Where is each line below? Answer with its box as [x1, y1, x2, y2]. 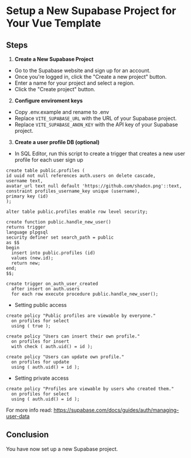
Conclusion [6, 430, 49, 440]
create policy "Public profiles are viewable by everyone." [6, 313, 156, 319]
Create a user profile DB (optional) [14, 139, 100, 145]
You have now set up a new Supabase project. [6, 445, 118, 452]
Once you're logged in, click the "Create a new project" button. [14, 73, 167, 80]
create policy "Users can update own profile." [6, 354, 125, 360]
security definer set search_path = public [6, 235, 114, 240]
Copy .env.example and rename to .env [14, 109, 110, 115]
